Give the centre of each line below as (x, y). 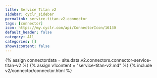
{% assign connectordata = (33, 60)
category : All (20, 37)
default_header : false (28, 32)
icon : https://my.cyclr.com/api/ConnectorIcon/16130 (61, 28)
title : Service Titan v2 (31, 10)
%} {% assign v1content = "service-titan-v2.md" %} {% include (87, 65)
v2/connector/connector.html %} (39, 70)
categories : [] (21, 42)
